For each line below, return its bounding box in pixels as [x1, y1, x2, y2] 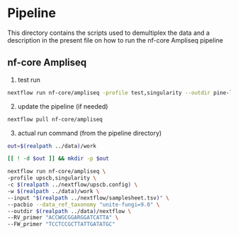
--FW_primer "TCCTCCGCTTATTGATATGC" [7, 221, 115, 228]
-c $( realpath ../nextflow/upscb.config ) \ [7, 181, 138, 188]
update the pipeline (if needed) [17, 102, 108, 111]
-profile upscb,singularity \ [7, 175, 97, 182]
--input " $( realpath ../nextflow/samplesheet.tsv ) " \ [7, 194, 170, 202]
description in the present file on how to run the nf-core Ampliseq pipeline [7, 35, 223, 44]
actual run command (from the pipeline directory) [17, 129, 162, 137]
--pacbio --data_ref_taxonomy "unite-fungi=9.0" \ [7, 201, 160, 208]
